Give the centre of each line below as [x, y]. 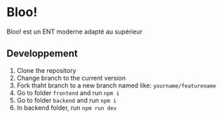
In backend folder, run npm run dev [67, 107]
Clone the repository [46, 70]
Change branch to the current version [71, 78]
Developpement [42, 54]
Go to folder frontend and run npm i [68, 92]
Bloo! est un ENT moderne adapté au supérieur [75, 31]
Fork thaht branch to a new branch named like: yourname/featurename [116, 85]
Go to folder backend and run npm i [67, 100]
